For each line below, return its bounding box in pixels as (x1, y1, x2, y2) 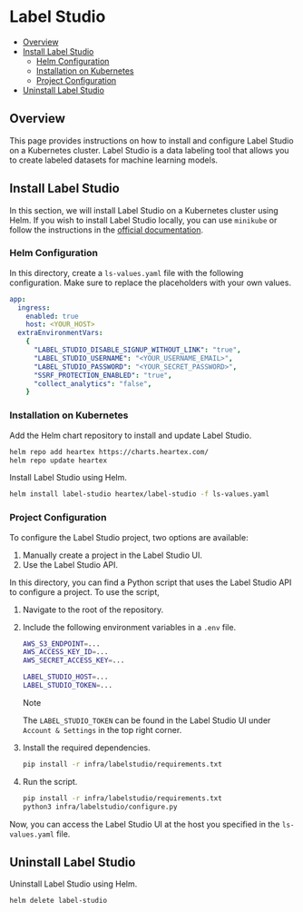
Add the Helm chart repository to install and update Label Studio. (9, 430, 252, 441)
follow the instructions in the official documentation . (9, 224, 204, 235)
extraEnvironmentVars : (17, 329, 103, 338)
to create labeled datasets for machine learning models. (9, 154, 219, 165)
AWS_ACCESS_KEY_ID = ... (22, 648, 109, 657)
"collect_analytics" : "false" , (33, 379, 152, 388)
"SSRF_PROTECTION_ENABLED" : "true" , (33, 371, 172, 380)
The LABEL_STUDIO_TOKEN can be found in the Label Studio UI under (22, 715, 271, 726)
